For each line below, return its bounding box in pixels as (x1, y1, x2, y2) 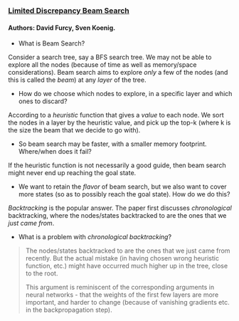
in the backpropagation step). (25, 305, 112, 315)
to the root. (25, 269, 58, 278)
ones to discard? (18, 97, 68, 105)
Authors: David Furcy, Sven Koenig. (8, 23, 116, 32)
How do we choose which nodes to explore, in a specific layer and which (18, 90, 233, 98)
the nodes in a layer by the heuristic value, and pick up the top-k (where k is (8, 118, 231, 127)
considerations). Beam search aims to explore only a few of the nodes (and (8, 68, 228, 77)
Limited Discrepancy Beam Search (8, 6, 130, 16)
